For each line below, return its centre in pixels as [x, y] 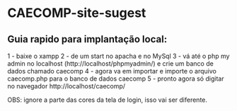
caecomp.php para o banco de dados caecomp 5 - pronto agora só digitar [116, 78]
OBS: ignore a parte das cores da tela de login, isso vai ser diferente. [107, 100]
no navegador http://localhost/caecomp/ [67, 86]
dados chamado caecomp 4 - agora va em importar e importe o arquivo [112, 71]
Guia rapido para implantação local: [87, 39]
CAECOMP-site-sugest [77, 13]
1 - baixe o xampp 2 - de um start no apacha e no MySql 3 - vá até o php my [118, 56]
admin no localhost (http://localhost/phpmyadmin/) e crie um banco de [110, 64]
